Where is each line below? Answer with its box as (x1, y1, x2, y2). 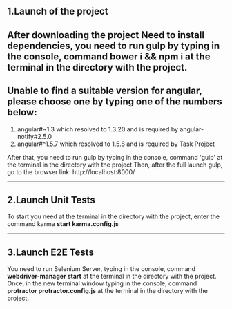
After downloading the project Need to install (7, 29, 205, 41)
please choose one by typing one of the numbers (7, 96, 222, 108)
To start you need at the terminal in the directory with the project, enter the (7, 212, 220, 221)
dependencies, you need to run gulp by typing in (7, 39, 220, 51)
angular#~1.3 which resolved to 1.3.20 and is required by (17, 124, 178, 133)
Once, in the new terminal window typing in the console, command (7, 279, 197, 288)
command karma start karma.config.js (7, 220, 119, 228)
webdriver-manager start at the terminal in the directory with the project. (7, 272, 217, 281)
